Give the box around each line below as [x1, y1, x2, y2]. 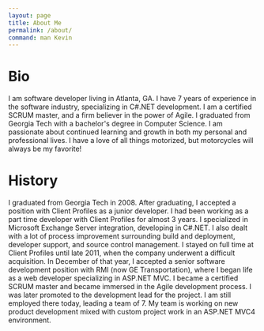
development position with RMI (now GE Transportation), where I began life [8, 265, 253, 275]
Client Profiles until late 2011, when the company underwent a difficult [8, 248, 236, 258]
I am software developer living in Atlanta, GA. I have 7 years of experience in [8, 94, 257, 103]
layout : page [8, 11, 51, 20]
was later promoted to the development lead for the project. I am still [8, 290, 232, 300]
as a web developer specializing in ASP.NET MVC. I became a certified [8, 273, 239, 283]
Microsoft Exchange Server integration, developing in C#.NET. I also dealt [8, 223, 248, 233]
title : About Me [8, 19, 62, 27]
